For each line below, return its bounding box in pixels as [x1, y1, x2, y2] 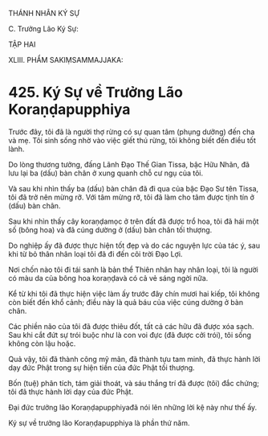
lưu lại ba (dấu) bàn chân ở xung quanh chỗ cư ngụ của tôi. [8, 168, 204, 178]
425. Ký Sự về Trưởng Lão [8, 84, 183, 101]
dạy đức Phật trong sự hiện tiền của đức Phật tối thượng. [8, 363, 195, 372]
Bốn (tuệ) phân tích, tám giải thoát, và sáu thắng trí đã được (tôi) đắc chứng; [8, 378, 259, 388]
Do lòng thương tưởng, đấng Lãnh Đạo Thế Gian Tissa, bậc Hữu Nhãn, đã [8, 159, 250, 169]
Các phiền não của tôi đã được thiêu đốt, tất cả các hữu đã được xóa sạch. [8, 321, 254, 331]
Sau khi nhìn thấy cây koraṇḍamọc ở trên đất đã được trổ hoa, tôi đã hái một [8, 216, 259, 226]
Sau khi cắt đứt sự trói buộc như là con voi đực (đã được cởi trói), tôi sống [8, 330, 251, 339]
